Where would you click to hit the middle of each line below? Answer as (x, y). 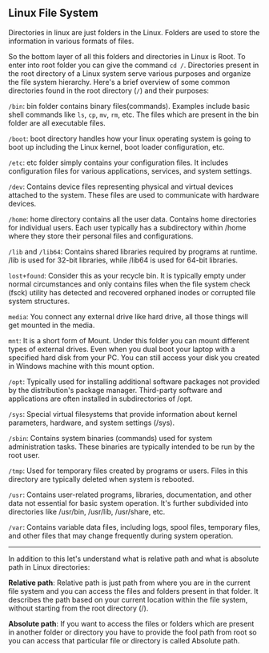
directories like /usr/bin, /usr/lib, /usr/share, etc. (87, 511)
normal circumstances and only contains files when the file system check (129, 284)
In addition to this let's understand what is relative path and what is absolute (134, 559)
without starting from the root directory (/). (78, 608)
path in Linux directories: (49, 567)
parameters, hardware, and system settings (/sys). (91, 423)
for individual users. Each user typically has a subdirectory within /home (127, 227)
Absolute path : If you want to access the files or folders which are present (131, 623)
